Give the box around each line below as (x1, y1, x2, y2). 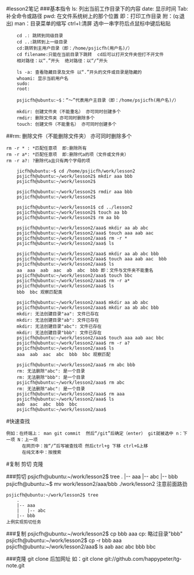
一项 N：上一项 (6, 437, 38, 443)
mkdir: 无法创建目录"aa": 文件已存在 (16, 311, 99, 317)
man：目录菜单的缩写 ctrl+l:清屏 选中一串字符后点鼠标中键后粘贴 (14, 20, 171, 27)
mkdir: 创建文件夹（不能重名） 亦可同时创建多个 (16, 109, 121, 115)
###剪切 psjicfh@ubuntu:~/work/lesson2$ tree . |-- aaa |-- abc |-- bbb (6, 473, 178, 480)
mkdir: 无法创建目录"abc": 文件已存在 (16, 324, 102, 329)
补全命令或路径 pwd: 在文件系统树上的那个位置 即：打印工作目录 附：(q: (6, 12, 180, 19)
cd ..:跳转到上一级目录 (16, 39, 68, 45)
